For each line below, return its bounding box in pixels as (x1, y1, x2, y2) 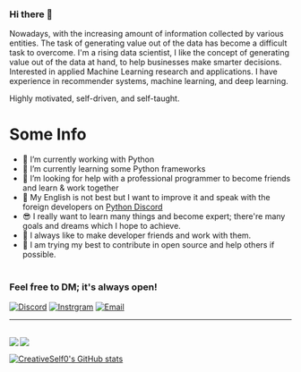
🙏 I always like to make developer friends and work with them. (21, 230, 252, 241)
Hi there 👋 (9, 8, 54, 21)
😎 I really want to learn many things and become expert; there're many (21, 211, 286, 222)
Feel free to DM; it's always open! (9, 281, 158, 293)
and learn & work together (21, 182, 119, 193)
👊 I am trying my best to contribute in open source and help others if (21, 240, 275, 250)
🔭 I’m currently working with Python (21, 154, 155, 165)
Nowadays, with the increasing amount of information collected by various (9, 29, 284, 39)
